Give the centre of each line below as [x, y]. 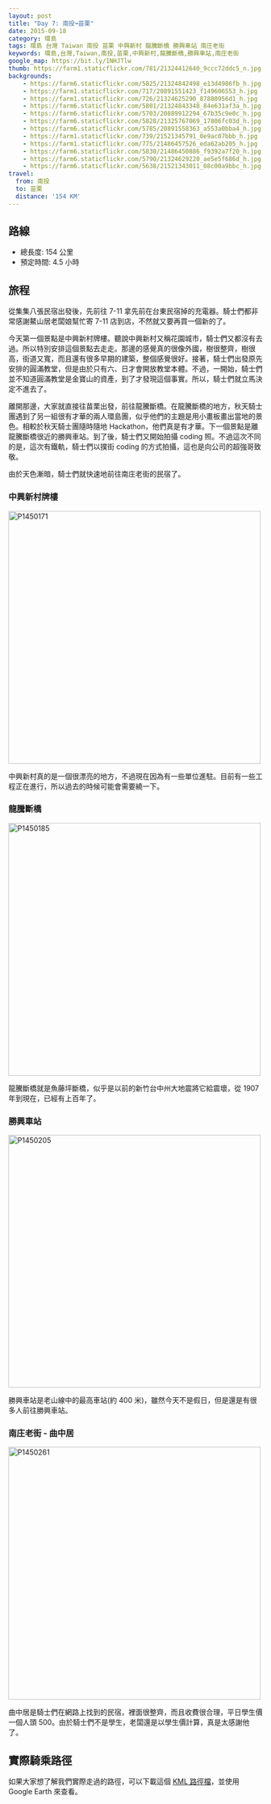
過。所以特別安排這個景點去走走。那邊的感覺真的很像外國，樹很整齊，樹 [128, 349]
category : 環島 [33, 38]
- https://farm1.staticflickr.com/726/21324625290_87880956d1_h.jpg [140, 99]
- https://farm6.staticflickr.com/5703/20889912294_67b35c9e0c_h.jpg [142, 114]
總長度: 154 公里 [47, 252]
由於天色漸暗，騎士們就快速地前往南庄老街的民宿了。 [97, 474]
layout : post [30, 16]
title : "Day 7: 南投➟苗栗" [51, 23]
